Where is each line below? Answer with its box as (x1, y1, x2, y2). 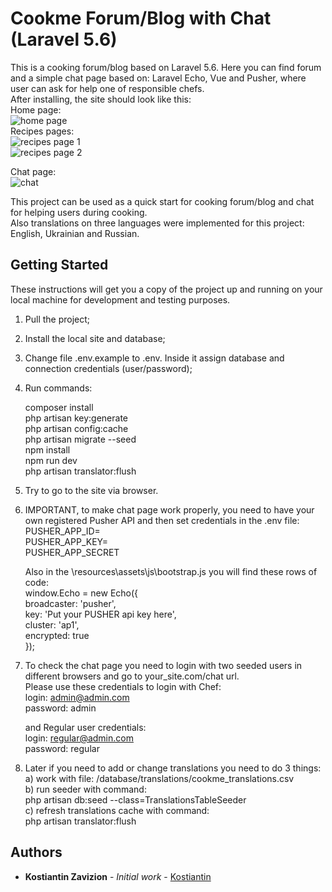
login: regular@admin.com (24, 732, 134, 744)
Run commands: (24, 382, 93, 394)
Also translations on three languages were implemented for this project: (10, 217, 305, 229)
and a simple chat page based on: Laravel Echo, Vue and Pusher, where (10, 72, 307, 84)
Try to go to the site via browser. (24, 484, 159, 496)
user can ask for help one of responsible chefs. (10, 82, 205, 94)
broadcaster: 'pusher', (24, 597, 117, 609)
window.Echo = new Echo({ (24, 587, 139, 599)
